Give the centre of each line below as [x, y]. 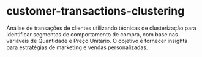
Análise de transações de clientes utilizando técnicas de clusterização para [101, 28]
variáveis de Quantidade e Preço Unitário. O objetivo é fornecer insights [97, 41]
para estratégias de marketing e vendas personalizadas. [77, 47]
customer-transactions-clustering [95, 11]
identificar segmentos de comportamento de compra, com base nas [92, 34]
